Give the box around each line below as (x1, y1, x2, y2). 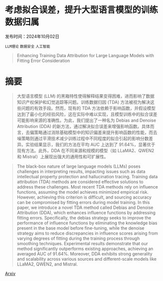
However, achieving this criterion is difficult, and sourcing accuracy (16, 194, 152, 200)
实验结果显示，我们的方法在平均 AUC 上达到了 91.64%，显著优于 (25, 141, 156, 147)
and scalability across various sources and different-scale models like (16, 256, 157, 262)
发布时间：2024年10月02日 (5, 33, 60, 39)
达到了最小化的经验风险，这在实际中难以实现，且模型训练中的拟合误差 (16, 111, 158, 117)
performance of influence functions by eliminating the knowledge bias (16, 220, 158, 226)
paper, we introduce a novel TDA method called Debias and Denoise (16, 204, 154, 210)
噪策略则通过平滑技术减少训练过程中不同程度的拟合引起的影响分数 (16, 135, 149, 141)
